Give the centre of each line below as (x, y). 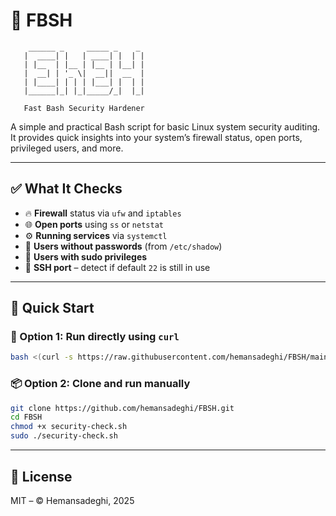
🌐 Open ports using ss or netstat (94, 224)
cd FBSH (26, 417)
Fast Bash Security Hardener (84, 108)
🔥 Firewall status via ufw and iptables (103, 213)
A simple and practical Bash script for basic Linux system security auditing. (165, 126)
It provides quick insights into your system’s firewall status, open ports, (156, 137)
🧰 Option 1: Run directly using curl (95, 337)
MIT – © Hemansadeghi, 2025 (72, 500)
